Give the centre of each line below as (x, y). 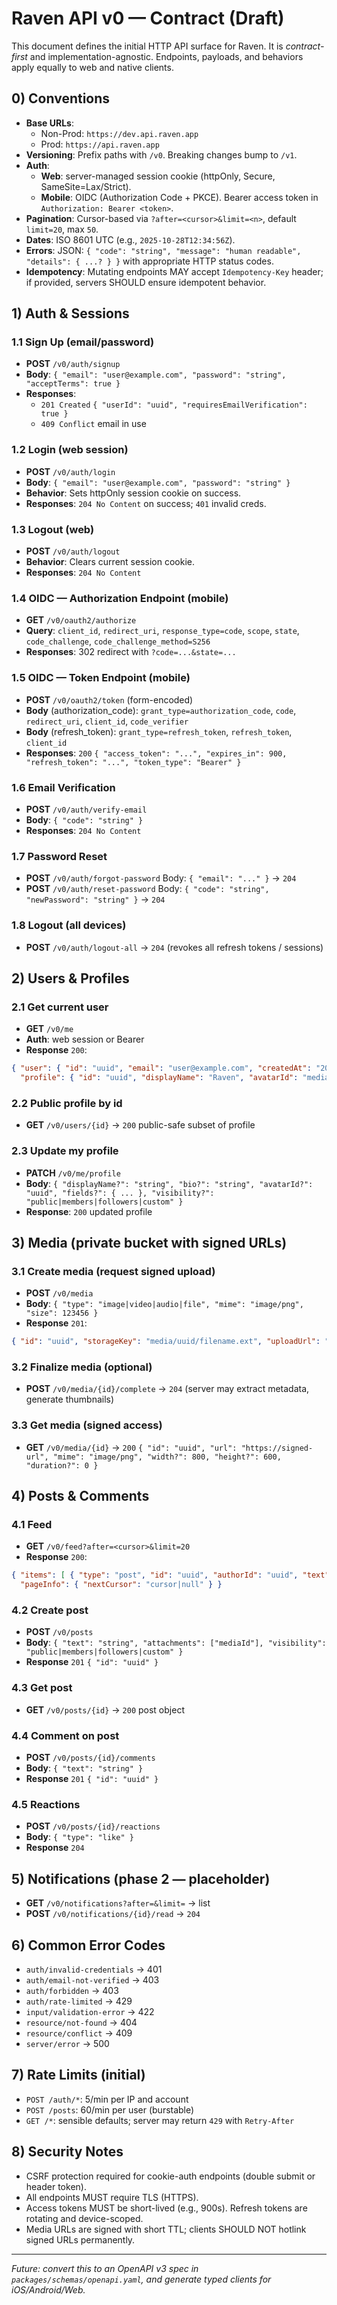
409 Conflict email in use (93, 424)
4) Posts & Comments (80, 1496)
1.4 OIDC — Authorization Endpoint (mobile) (120, 598)
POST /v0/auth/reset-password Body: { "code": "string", (147, 889)
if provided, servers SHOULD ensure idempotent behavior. (146, 282)
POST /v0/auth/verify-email (86, 809)
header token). (56, 2186)
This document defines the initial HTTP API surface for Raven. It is (147, 46)
